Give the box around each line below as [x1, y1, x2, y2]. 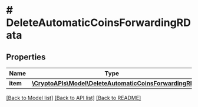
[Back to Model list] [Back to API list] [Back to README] [6, 95, 141, 101]
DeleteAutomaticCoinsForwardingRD [6, 16, 192, 29]
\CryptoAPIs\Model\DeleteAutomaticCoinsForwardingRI [31, 79, 192, 87]
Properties [6, 52, 46, 62]
